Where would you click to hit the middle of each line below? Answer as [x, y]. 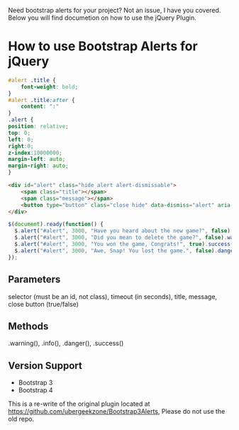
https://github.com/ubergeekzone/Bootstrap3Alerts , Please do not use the [117, 412]
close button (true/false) [43, 304]
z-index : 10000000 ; [35, 153]
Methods [28, 326]
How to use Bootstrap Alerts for [103, 46]
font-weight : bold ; [50, 87]
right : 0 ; [21, 146]
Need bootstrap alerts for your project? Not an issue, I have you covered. [115, 10]
